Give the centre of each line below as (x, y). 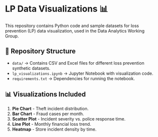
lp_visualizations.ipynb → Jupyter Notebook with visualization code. (83, 73)
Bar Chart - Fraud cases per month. (48, 114)
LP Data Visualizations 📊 (57, 9)
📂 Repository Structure (40, 51)
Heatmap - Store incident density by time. (54, 129)
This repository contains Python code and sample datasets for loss (72, 26)
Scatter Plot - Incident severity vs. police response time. (69, 119)
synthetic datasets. (31, 68)
